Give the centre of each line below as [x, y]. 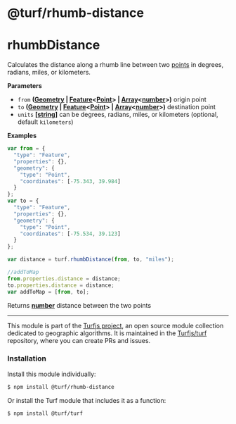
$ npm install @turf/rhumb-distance [61, 387]
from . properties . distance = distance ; [64, 279]
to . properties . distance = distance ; [61, 285]
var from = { [26, 149]
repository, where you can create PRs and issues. [79, 340]
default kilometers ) [45, 122]
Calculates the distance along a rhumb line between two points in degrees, [116, 65]
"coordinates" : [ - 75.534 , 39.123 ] [70, 234]
